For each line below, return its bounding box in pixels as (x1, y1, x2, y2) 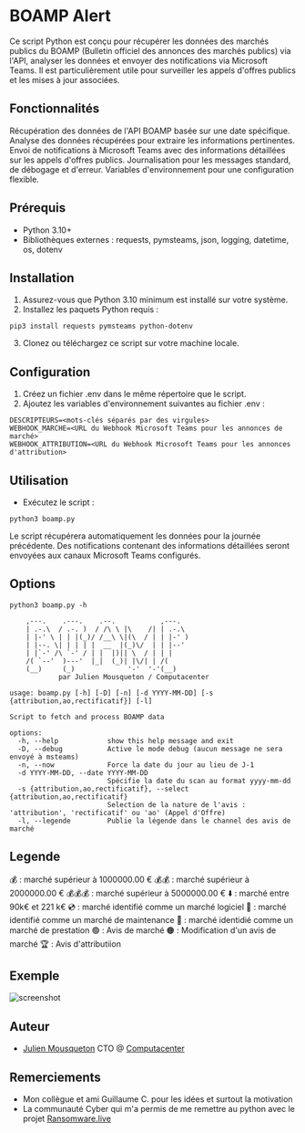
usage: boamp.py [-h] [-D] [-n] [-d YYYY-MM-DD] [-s (9, 688, 214, 698)
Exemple (9, 969, 60, 984)
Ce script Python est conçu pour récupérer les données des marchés (9, 36, 269, 47)
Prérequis (9, 200, 66, 215)
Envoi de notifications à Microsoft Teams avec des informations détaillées (9, 144, 286, 155)
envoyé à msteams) (9, 752, 79, 761)
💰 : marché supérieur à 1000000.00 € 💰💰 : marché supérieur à (9, 874, 250, 885)
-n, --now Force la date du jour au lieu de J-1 (17, 760, 255, 770)
